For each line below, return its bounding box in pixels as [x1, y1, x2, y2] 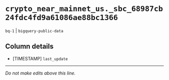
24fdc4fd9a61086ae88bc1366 [5, 13, 118, 23]
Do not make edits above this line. [5, 70, 76, 76]
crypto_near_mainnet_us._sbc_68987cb [5, 4, 163, 14]
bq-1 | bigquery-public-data [5, 27, 64, 34]
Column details [5, 42, 54, 51]
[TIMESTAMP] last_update [12, 55, 68, 61]
